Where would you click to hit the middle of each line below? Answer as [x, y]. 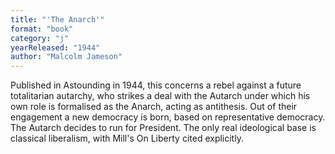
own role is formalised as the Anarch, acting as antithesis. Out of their [154, 107]
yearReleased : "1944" [55, 47]
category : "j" [40, 38]
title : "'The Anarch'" [57, 19]
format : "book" [42, 29]
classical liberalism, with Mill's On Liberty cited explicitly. [127, 138]
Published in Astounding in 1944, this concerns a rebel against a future [156, 85]
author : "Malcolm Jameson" [66, 57]
